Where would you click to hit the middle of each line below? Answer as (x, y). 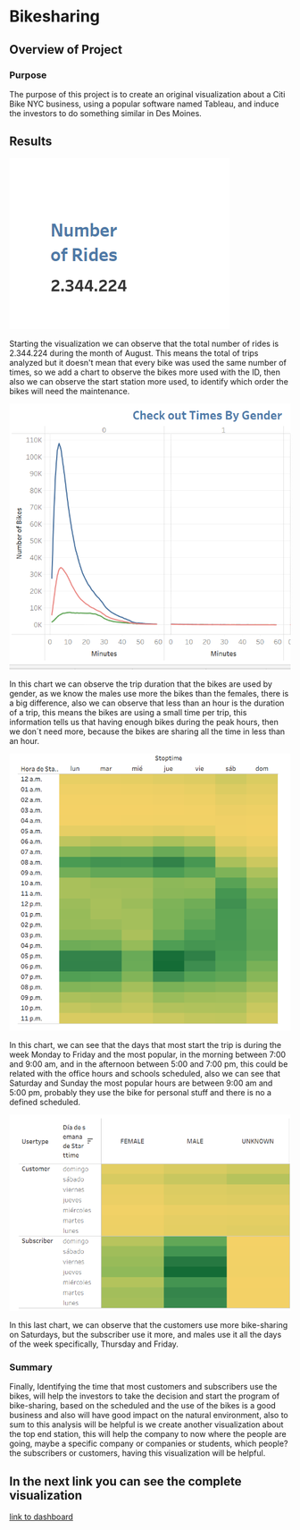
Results (31, 142)
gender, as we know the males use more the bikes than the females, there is (149, 693)
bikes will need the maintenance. (70, 391)
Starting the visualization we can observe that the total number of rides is (144, 343)
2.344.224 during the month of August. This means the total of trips (134, 353)
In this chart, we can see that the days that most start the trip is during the (146, 1044)
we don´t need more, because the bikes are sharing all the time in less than (147, 731)
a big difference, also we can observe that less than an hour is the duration (147, 703)
